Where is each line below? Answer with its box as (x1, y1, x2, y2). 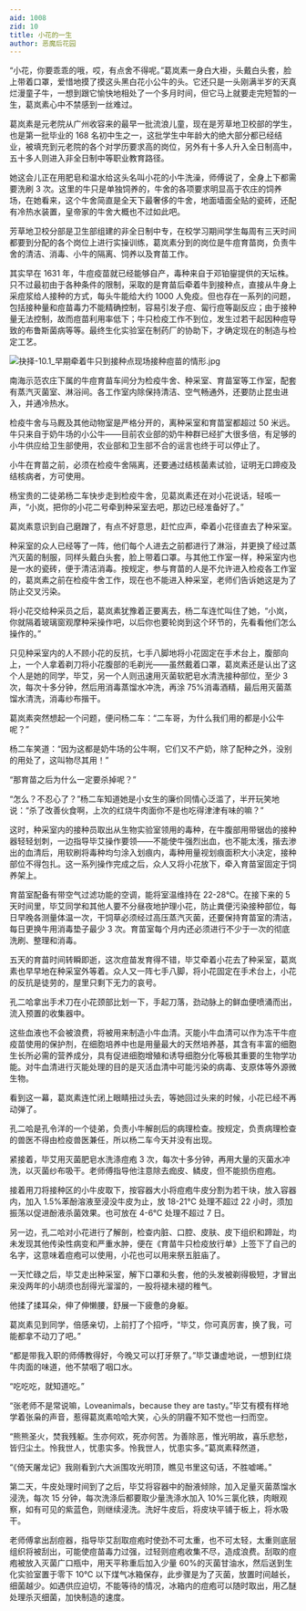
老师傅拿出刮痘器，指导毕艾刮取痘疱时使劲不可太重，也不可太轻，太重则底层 (9, 1534, 297, 1546)
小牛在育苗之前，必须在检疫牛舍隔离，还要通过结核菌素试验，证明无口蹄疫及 (9, 460, 297, 471)
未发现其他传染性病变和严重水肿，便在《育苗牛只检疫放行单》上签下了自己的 (9, 1238, 297, 1250)
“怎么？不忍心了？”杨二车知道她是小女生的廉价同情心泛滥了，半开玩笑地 (9, 794, 280, 805)
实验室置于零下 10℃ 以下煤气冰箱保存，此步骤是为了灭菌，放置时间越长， (16, 1569, 295, 1580)
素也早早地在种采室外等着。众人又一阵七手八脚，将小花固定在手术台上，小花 (9, 966, 297, 977)
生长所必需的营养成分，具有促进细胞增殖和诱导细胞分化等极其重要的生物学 (9, 1050, 289, 1061)
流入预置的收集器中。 (9, 1008, 89, 1019)
